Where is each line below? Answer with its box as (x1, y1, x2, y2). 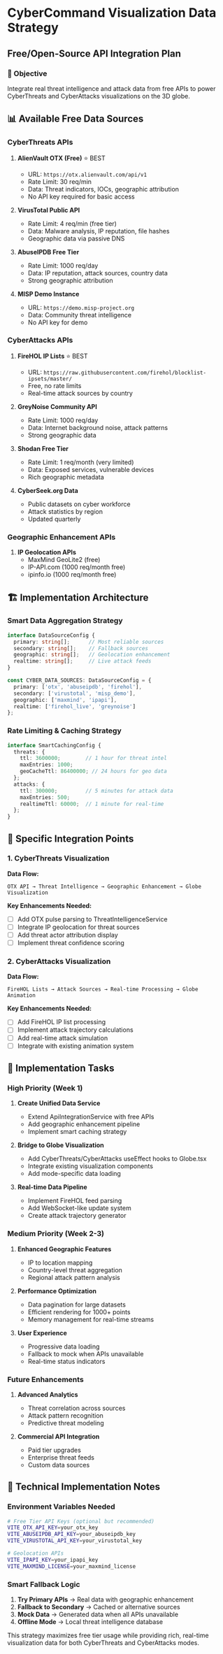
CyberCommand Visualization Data (7, 5, 217, 21)
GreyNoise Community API (17, 402, 98, 410)
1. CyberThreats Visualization (7, 854, 110, 863)
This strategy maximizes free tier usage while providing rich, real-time (7, 1631, 209, 1640)
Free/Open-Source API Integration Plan (7, 48, 182, 59)
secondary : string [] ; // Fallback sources (13, 645, 149, 652)
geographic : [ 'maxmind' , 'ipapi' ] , (13, 696, 117, 703)
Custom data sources (27, 1460, 90, 1469)
